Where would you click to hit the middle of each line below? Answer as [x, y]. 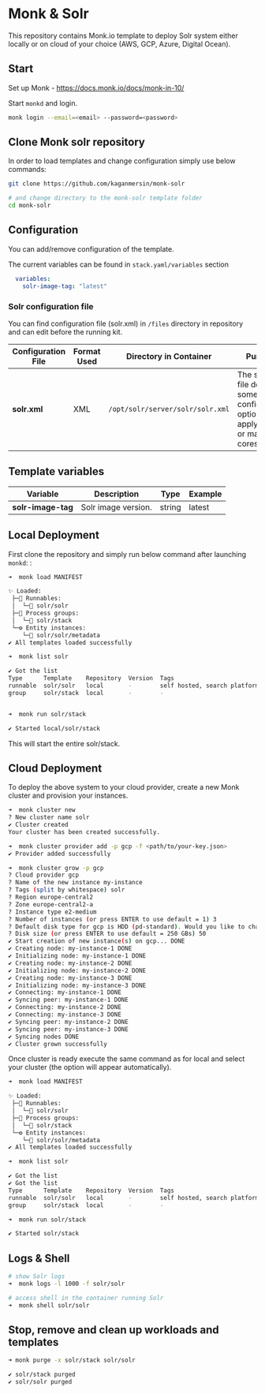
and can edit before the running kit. [65, 331]
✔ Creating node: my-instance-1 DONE [70, 949]
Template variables [56, 471]
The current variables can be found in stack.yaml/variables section [118, 264]
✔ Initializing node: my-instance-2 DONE [77, 970]
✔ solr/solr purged [40, 1382]
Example [205, 494]
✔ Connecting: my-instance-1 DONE [65, 992]
